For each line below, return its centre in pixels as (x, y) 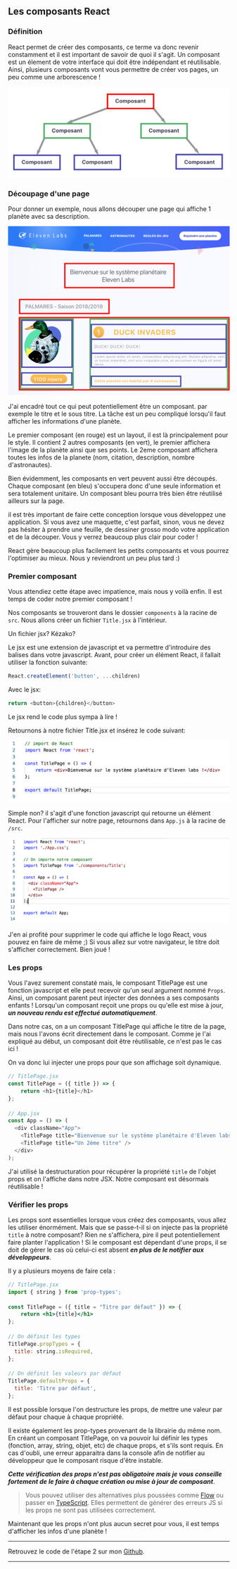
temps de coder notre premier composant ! (70, 599)
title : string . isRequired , (54, 1351)
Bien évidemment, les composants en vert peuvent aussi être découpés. (113, 478)
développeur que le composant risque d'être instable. (86, 1460)
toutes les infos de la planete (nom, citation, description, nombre (102, 457)
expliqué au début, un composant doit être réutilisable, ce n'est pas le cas (115, 1041)
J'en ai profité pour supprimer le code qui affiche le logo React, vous (107, 934)
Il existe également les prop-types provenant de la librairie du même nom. (115, 1430)
